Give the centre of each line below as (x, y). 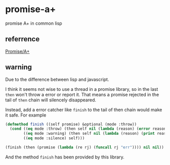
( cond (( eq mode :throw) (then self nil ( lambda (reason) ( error (80, 129)
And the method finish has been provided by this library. (65, 157)
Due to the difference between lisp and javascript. (57, 79)
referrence (23, 39)
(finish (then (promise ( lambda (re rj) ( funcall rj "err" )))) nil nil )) (85, 147)
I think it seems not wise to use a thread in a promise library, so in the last (82, 89)
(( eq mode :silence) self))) (54, 138)
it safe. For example (26, 115)
